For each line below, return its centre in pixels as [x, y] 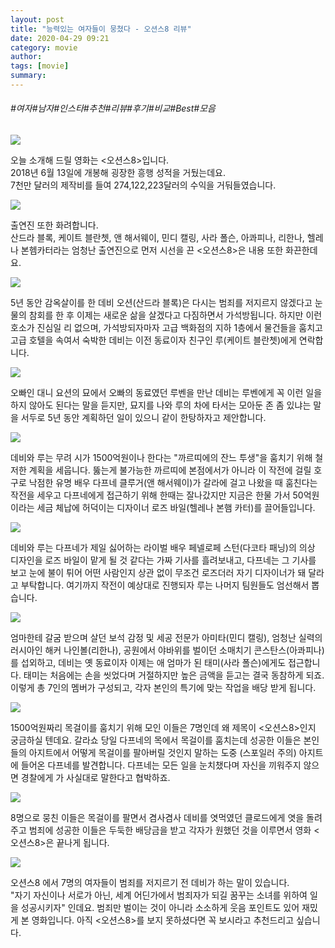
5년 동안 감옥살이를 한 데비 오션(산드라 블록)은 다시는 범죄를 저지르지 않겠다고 [161, 303]
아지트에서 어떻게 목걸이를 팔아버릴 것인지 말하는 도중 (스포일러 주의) [162, 753]
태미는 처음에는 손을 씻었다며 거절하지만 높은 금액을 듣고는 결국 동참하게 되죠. [174, 675]
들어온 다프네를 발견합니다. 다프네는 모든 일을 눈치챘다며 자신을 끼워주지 [161, 765]
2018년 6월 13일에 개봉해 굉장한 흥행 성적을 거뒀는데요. [118, 173]
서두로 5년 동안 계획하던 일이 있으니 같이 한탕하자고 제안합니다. [143, 418]
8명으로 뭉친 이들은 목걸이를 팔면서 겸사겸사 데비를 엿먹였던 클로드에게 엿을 [157, 818]
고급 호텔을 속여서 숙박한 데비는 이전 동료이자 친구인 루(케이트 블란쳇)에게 [153, 340]
